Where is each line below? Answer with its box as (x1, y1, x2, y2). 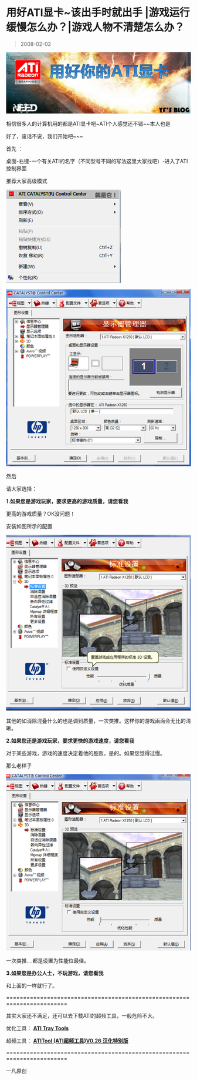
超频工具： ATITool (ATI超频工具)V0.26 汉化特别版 (6, 1037, 129, 1044)
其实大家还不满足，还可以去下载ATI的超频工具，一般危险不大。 (6, 1012, 158, 1019)
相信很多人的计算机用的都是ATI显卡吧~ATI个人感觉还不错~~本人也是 (6, 120, 171, 127)
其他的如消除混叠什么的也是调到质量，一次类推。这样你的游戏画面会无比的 (6, 717, 186, 725)
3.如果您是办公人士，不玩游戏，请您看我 (6, 970, 104, 977)
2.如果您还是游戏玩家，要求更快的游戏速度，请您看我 (6, 737, 135, 744)
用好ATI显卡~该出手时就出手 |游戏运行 (6, 6, 191, 19)
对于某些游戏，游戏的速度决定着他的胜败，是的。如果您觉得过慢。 (6, 750, 165, 757)
